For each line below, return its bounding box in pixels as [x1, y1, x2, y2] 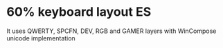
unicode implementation [6, 34, 75, 42]
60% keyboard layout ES [6, 4, 152, 20]
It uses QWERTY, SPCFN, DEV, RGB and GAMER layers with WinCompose [6, 27, 217, 35]
